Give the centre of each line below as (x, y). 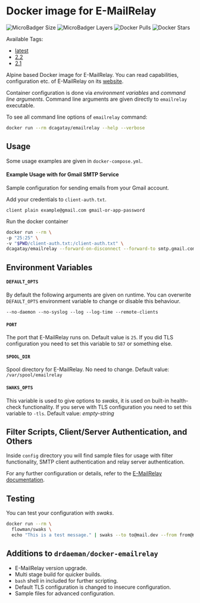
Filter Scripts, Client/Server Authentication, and (97, 432)
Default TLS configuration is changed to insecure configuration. (93, 587)
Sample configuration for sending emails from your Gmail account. (88, 188)
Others (19, 441)
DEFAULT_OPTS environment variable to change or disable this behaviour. (93, 301)
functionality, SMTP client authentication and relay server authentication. (96, 462)
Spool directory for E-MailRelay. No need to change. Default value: (88, 369)
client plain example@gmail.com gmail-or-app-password (76, 210)
